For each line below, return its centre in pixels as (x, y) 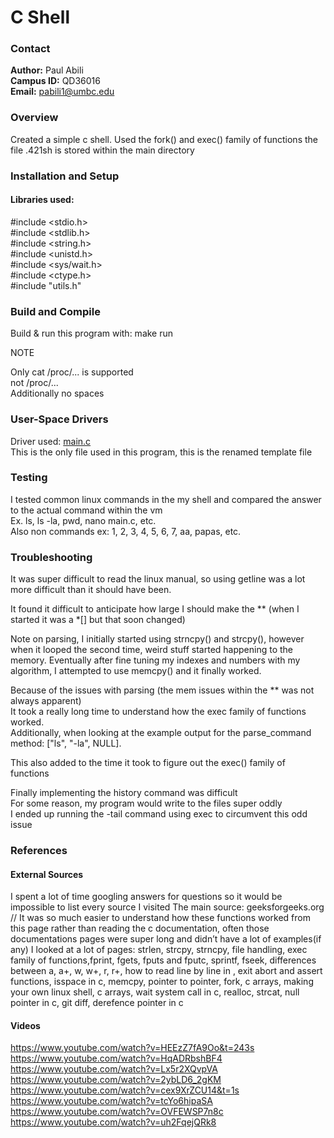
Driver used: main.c (51, 441)
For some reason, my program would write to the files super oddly (146, 803)
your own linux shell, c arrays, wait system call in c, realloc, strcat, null (155, 992)
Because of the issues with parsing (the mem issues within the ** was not (162, 690)
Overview (34, 118)
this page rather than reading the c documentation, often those (140, 928)
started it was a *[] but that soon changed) (98, 620)
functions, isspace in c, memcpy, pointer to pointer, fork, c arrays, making (162, 982)
